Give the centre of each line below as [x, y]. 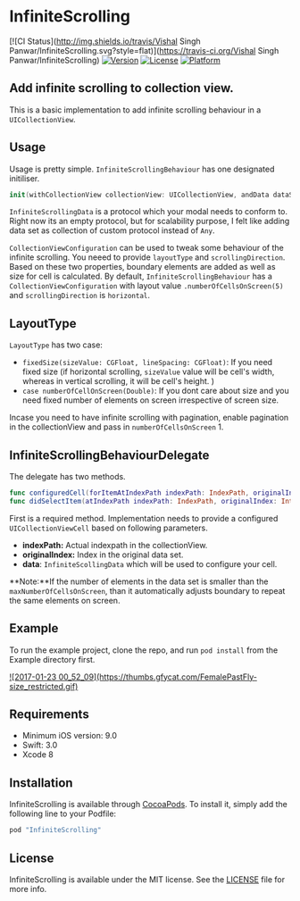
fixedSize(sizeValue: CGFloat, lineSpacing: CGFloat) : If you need [147, 363]
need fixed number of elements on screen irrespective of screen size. [150, 400]
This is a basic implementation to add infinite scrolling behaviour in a [135, 110]
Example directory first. [52, 659]
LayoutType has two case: [56, 345]
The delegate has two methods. [68, 477]
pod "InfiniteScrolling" [55, 830]
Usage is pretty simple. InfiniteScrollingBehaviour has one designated [142, 169]
